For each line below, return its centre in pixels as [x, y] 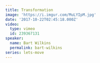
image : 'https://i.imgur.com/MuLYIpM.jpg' [51, 15]
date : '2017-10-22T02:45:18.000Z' [42, 19]
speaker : [14, 39]
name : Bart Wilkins [30, 43]
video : [12, 24]
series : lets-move [25, 52]
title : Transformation [29, 10]
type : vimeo [23, 29]
